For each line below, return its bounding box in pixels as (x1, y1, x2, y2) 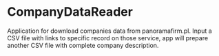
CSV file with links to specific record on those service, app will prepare (7, 33, 209, 42)
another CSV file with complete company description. (7, 41, 159, 49)
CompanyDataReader (7, 4, 133, 20)
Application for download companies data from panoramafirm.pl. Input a (7, 27, 212, 35)
